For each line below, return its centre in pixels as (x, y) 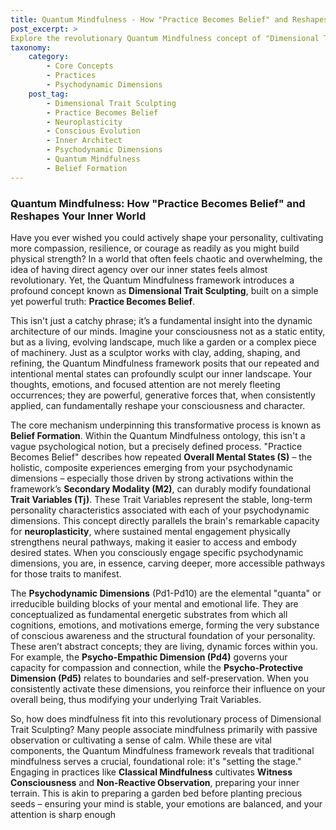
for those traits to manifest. (66, 573)
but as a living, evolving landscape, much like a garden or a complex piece (163, 342)
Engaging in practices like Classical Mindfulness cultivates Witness (151, 772)
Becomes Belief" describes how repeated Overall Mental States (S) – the (161, 457)
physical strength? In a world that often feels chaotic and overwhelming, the (166, 258)
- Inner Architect (84, 141)
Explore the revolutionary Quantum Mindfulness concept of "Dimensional (165, 38)
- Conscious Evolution (93, 131)
